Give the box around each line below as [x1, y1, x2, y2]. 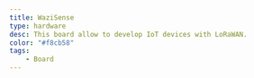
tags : [9, 47, 30, 56]
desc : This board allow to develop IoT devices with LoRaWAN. [9, 30, 248, 39]
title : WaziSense [9, 13, 75, 22]
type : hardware [9, 22, 67, 30]
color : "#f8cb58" [9, 38, 75, 48]
